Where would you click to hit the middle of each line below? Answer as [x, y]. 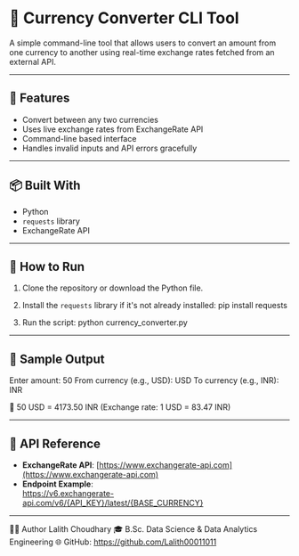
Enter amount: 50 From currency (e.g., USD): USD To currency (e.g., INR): [144, 380]
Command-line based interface [79, 138]
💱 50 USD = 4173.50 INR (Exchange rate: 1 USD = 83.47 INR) [120, 407]
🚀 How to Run [47, 266]
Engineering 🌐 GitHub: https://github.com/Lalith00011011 [113, 542]
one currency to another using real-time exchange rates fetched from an [142, 52]
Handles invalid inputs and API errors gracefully [109, 148]
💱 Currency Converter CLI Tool [124, 18]
